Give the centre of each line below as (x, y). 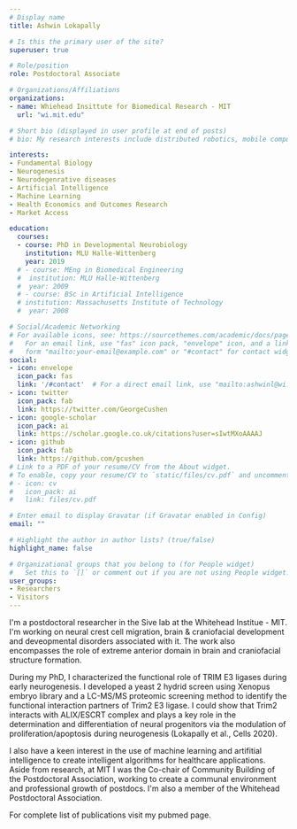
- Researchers (35, 589)
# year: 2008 (43, 311)
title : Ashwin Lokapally (55, 26)
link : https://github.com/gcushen (80, 459)
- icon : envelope (41, 368)
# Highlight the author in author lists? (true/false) (112, 540)
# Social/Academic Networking (65, 327)
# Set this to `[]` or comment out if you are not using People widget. (150, 572)
